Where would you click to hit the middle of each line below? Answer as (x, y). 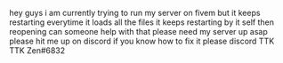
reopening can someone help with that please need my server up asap (139, 31)
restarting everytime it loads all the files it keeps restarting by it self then (141, 22)
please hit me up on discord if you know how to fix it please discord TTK (142, 41)
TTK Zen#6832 (37, 51)
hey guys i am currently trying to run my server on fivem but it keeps (135, 13)
